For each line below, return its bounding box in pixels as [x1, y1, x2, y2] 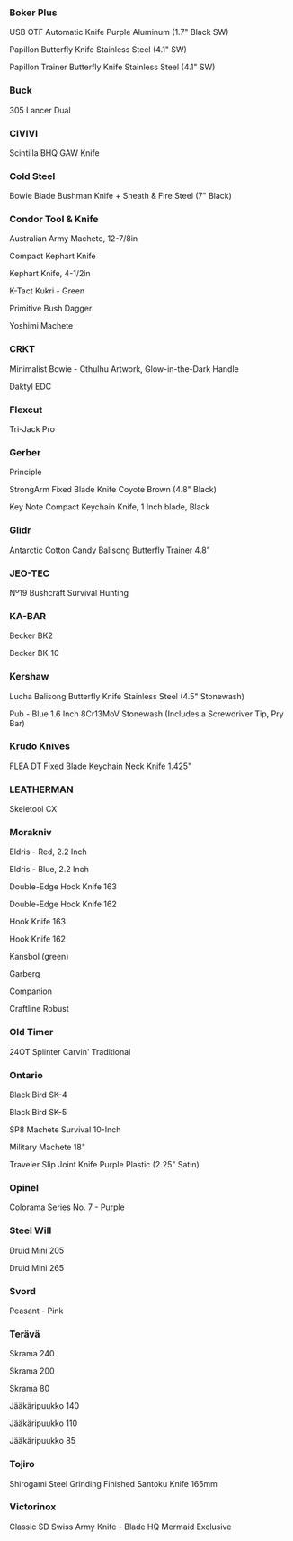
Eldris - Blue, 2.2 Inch [9, 864, 90, 875]
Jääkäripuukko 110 [9, 1418, 78, 1428]
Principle [9, 466, 42, 478]
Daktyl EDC [9, 381, 52, 392]
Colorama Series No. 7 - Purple [9, 1202, 126, 1212]
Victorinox [9, 1500, 57, 1513]
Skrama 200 [9, 1365, 56, 1376]
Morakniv [9, 826, 52, 839]
